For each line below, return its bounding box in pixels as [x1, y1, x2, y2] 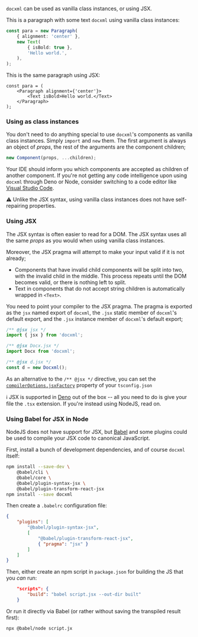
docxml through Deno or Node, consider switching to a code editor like [6, 178, 177, 185]
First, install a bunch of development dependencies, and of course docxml [6, 446, 185, 453]
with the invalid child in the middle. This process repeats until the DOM [14, 272, 187, 279]
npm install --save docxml [6, 491, 73, 497]
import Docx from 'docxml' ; [6, 349, 76, 355]
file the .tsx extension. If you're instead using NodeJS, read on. [6, 400, 161, 407]
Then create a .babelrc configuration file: [6, 502, 108, 509]
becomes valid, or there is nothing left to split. [14, 278, 126, 286]
